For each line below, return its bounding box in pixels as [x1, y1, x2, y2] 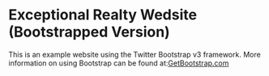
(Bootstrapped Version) [8, 23, 170, 41]
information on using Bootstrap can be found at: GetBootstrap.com [8, 58, 229, 68]
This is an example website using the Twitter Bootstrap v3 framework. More [8, 49, 261, 59]
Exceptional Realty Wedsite [8, 6, 197, 24]
